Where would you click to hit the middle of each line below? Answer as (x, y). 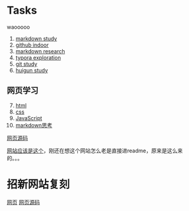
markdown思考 (34, 125)
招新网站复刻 (39, 184)
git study (26, 64)
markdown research (40, 51)
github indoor (32, 45)
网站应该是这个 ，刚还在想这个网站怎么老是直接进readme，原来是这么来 (95, 151)
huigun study (32, 70)
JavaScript (29, 118)
